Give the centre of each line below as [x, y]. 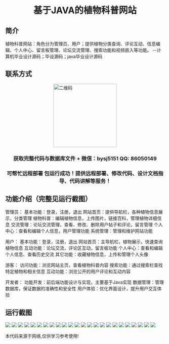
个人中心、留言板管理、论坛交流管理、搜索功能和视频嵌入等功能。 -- [85, 50]
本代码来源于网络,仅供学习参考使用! [42, 336]
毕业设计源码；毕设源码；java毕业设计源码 [58, 56]
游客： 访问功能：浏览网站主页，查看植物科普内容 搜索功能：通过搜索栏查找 [84, 265]
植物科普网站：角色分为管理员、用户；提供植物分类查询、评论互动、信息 [80, 44]
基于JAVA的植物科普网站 [85, 10]
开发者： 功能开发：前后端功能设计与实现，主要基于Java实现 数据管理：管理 [85, 282]
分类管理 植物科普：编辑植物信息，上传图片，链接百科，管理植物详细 [86, 218]
